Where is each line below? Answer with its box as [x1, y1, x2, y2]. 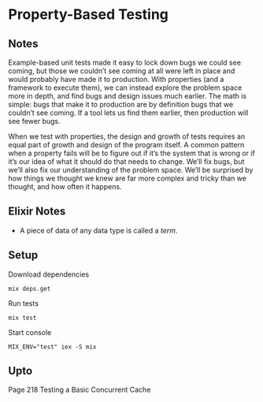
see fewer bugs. [8, 117, 61, 125]
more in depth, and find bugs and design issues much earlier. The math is [8, 91, 247, 100]
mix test [8, 314, 37, 322]
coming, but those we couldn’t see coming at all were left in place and [8, 66, 235, 76]
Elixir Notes [8, 205, 66, 218]
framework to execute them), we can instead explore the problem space [8, 83, 243, 92]
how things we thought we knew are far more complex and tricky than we [8, 173, 246, 183]
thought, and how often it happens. [8, 182, 122, 191]
